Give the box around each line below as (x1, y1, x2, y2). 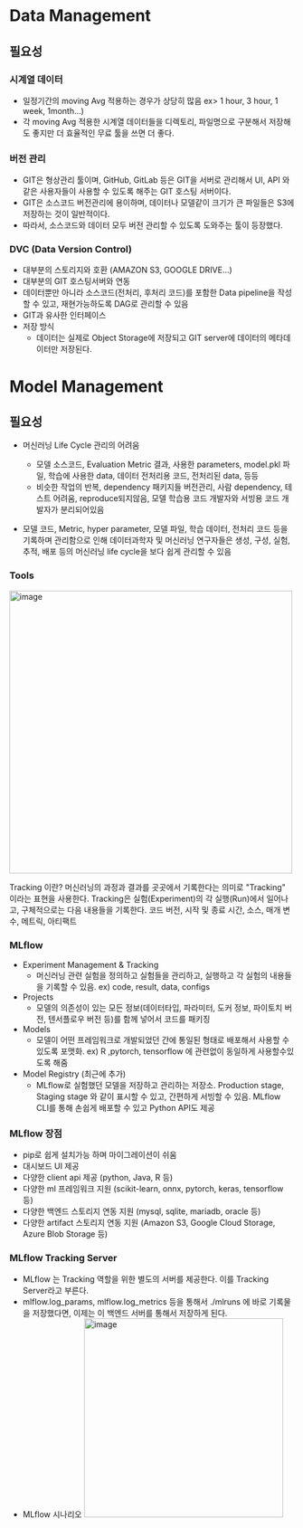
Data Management (9, 5, 152, 26)
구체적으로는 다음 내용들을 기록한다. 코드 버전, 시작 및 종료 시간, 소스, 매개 (21, 904, 281, 915)
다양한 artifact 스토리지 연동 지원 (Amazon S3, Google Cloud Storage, (22, 1218, 276, 1229)
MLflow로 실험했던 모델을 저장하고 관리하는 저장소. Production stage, (35, 1080, 285, 1091)
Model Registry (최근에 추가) (22, 1068, 127, 1079)
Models (22, 1024, 52, 1035)
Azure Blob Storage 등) (22, 1229, 109, 1239)
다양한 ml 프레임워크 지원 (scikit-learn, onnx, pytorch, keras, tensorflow (22, 1183, 284, 1194)
